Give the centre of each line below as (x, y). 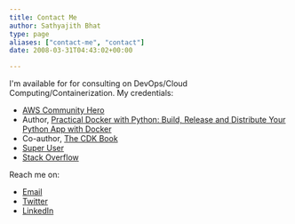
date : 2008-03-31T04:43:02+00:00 (71, 51)
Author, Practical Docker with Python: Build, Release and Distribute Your (154, 120)
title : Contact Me (43, 17)
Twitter (35, 202)
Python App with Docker (67, 129)
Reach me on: (35, 175)
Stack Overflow (51, 157)
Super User (43, 148)
